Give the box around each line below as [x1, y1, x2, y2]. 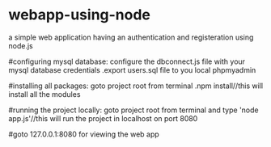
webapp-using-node [8, 6, 151, 24]
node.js [8, 40, 34, 50]
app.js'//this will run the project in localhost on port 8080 [8, 113, 198, 123]
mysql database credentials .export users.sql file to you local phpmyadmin [8, 65, 256, 74]
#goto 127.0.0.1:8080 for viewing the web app [8, 129, 159, 139]
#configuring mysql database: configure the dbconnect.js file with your [8, 57, 245, 66]
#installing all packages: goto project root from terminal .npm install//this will [8, 81, 264, 90]
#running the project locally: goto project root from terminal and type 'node [8, 105, 259, 115]
